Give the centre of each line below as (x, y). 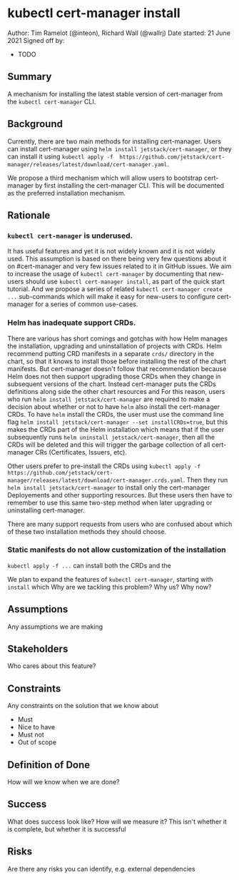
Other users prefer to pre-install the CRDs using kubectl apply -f (104, 466)
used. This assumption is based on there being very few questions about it (117, 259)
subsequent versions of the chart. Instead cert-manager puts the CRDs (112, 384)
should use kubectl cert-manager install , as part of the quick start (125, 282)
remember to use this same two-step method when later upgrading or (110, 502)
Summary (30, 77)
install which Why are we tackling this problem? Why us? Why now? (110, 587)
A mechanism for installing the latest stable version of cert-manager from (115, 93)
